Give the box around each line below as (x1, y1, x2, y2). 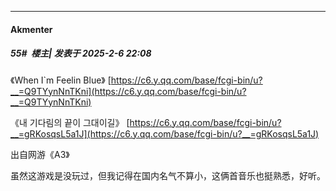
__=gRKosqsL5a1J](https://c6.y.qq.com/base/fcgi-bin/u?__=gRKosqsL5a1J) (10, 127, 320, 140)
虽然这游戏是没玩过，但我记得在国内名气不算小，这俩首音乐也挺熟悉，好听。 (10, 169, 326, 181)
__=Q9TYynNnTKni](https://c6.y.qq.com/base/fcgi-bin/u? (10, 85, 247, 97)
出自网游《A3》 (10, 148, 70, 160)
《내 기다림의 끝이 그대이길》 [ (10, 116, 130, 128)
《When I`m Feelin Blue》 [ (10, 74, 112, 86)
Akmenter (10, 23, 53, 35)
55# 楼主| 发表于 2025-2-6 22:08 (10, 47, 152, 60)
